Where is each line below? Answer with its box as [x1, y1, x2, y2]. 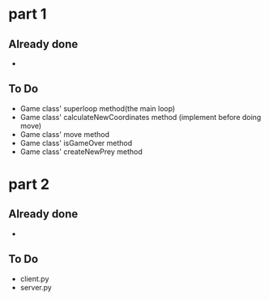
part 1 [8, 5, 47, 24]
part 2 [8, 175, 50, 193]
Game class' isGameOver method [19, 138, 133, 148]
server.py [19, 282, 53, 292]
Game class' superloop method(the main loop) [19, 103, 176, 114]
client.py [19, 273, 49, 284]
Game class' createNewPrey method [19, 147, 143, 156]
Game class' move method [19, 129, 109, 139]
